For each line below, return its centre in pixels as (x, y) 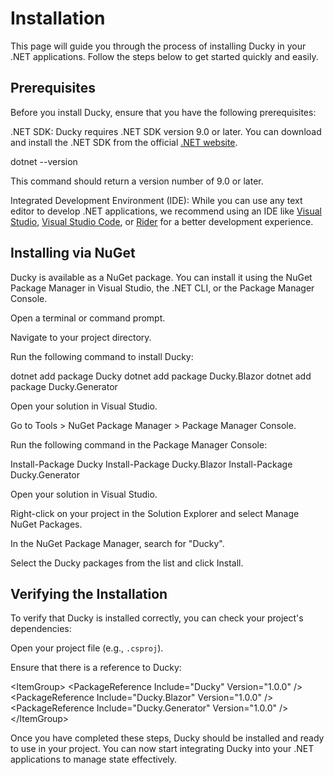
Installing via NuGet (73, 253)
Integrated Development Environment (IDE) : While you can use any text (156, 200)
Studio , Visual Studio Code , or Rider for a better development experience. (162, 221)
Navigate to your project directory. (81, 337)
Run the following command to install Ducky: (102, 356)
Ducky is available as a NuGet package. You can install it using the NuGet (161, 277)
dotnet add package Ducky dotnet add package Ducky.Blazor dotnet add (161, 376)
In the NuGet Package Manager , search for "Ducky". (117, 543)
